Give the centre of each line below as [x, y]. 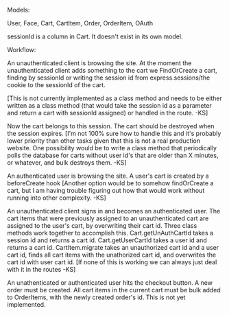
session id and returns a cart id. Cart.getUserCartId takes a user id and [107, 240]
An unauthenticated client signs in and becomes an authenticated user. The [114, 211]
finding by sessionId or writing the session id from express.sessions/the [109, 78]
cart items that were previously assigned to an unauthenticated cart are [108, 218]
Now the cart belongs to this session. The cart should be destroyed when [111, 126]
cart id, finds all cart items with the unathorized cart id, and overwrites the [112, 255]
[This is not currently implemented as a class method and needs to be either [115, 98]
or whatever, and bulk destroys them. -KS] [67, 163]
